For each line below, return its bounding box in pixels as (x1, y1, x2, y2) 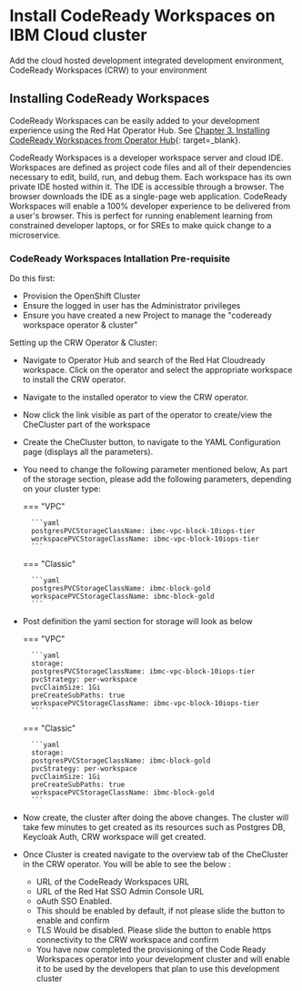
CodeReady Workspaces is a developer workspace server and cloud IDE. (9, 152, 284, 163)
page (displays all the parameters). (22, 447, 154, 458)
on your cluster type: (22, 483, 102, 494)
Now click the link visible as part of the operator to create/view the (22, 410, 273, 420)
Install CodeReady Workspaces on (9, 5, 276, 26)
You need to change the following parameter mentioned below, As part (22, 464, 288, 475)
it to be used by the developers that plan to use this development (35, 964, 280, 975)
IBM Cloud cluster (9, 25, 147, 46)
